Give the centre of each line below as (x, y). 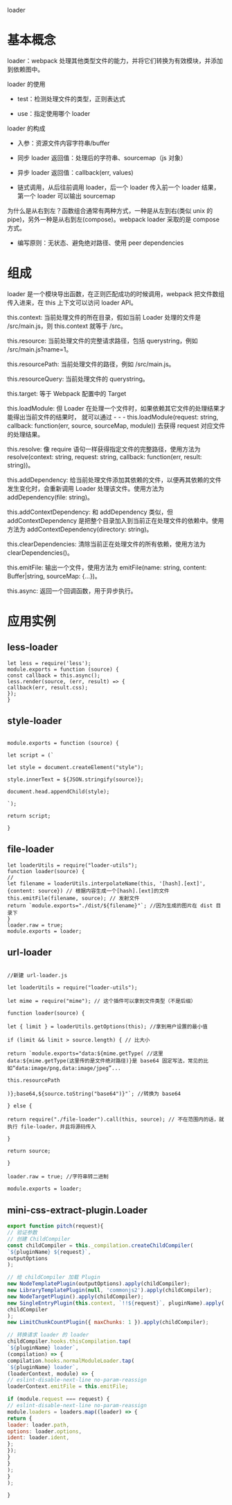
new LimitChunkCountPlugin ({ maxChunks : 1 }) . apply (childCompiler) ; (108, 1323)
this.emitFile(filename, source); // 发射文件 (73, 898)
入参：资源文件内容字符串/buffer (63, 143)
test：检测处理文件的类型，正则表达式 (71, 98)
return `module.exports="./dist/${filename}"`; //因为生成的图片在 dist (110, 905)
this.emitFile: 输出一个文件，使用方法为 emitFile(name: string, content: (107, 567)
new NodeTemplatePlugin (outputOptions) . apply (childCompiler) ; (99, 1284)
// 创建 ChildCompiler (39, 1239)
